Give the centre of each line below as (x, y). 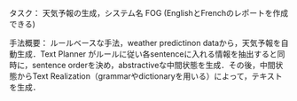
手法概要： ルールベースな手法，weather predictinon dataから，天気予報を (145, 43)
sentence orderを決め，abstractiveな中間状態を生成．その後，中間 (154, 65)
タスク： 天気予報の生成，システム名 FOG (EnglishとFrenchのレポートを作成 (149, 13)
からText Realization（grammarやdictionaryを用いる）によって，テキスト (149, 76)
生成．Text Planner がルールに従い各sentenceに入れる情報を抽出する (143, 54)
